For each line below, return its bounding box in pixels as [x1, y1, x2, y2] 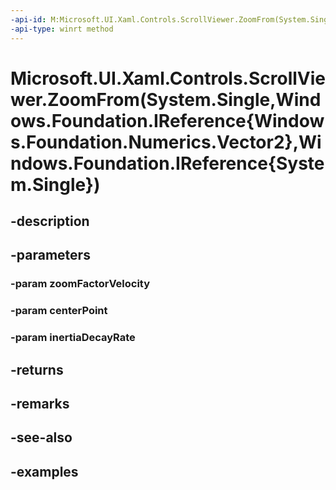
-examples [10, 463, 79, 480]
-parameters [10, 247, 91, 264]
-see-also [10, 429, 73, 446]
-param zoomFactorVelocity [10, 277, 151, 291]
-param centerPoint [10, 304, 108, 318]
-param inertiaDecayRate [10, 331, 136, 345]
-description [10, 213, 90, 230]
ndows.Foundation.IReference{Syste [10, 152, 325, 175]
